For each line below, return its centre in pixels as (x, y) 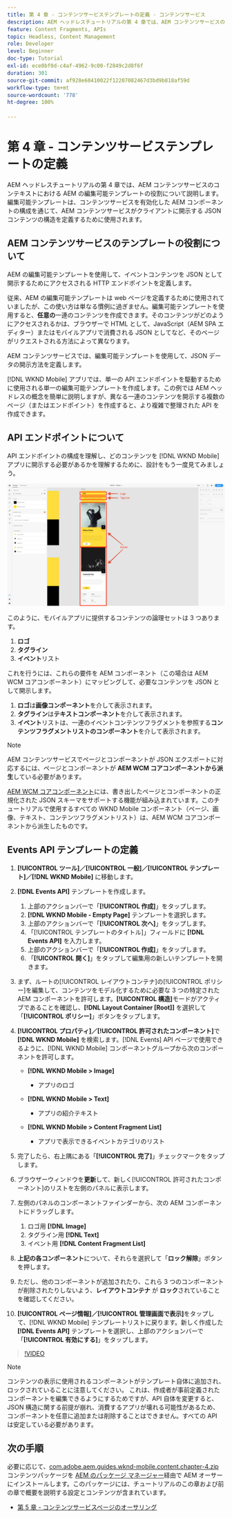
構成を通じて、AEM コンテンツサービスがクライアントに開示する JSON (120, 211)
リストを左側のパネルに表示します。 (101, 1188)
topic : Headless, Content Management (61, 37)
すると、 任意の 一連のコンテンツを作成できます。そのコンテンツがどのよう (118, 315)
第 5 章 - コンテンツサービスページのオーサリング (87, 1507)
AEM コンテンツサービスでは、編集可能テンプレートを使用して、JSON (107, 355)
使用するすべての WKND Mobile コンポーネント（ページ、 (131, 809)
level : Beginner (30, 51)
